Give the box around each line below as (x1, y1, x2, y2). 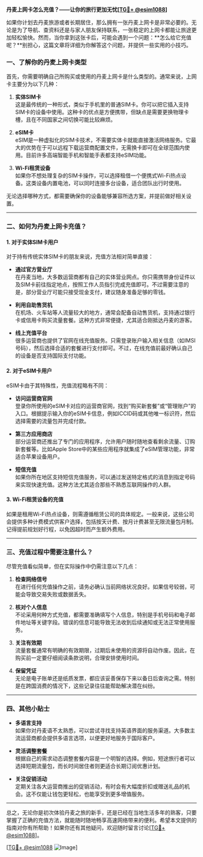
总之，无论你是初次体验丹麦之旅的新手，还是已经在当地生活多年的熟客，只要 (6, 809, 197, 816)
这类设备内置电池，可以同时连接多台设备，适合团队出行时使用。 (25, 180, 185, 187)
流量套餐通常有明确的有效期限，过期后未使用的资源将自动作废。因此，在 (14, 647, 195, 654)
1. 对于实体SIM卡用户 (6, 238, 59, 246)
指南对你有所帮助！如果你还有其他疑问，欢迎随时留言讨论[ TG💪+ (6, 824, 166, 832)
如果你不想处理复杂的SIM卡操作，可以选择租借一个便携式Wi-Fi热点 (14, 172, 181, 179)
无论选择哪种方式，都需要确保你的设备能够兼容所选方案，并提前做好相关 (6, 192, 186, 200)
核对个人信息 (14, 603, 47, 611)
